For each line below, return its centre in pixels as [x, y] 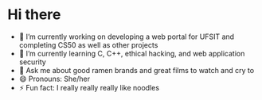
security [33, 62]
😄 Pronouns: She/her [55, 79]
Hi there [34, 15]
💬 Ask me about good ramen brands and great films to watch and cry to [137, 70]
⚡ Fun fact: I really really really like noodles [89, 87]
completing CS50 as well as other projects [88, 44]
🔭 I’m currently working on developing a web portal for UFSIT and [127, 37]
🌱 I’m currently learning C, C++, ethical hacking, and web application [132, 53]
